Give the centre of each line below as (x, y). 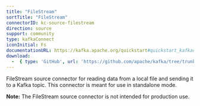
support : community (30, 34)
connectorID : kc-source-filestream (50, 23)
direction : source (29, 28)
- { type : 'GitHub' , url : (45, 61)
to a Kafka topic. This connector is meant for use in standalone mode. (92, 85)
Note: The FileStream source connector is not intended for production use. (98, 96)
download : (18, 56)
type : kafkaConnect (30, 39)
